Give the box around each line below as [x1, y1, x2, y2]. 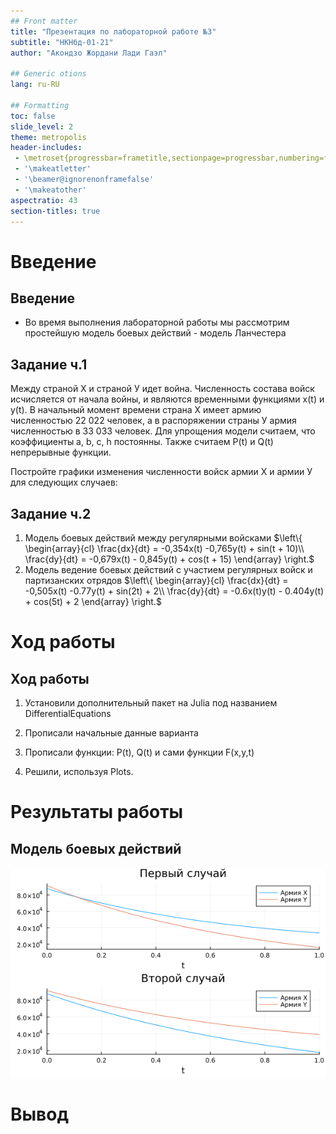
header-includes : [10, 143, 83, 153]
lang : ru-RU [10, 80, 60, 90]
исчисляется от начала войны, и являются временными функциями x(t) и [10, 393, 325, 405]
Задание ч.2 [10, 505, 92, 522]
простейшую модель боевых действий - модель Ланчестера [24, 327, 287, 339]
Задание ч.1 [10, 356, 88, 373]
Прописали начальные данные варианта [24, 727, 199, 739]
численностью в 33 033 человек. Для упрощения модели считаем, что [10, 425, 316, 437]
